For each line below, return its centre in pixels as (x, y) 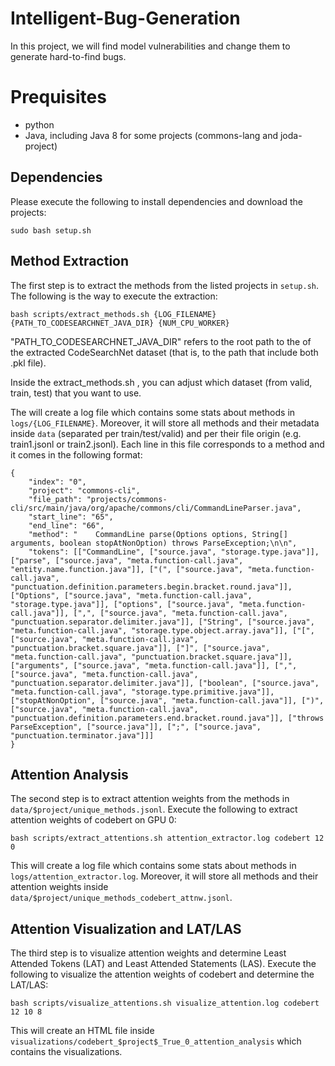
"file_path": (55, 499)
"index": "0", (57, 482)
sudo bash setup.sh (51, 230)
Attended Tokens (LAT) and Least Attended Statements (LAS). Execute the (163, 964)
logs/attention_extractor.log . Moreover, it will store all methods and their (164, 876)
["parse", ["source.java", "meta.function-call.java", (127, 560)
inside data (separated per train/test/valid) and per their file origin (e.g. (156, 433)
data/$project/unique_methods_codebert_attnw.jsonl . (121, 898)
